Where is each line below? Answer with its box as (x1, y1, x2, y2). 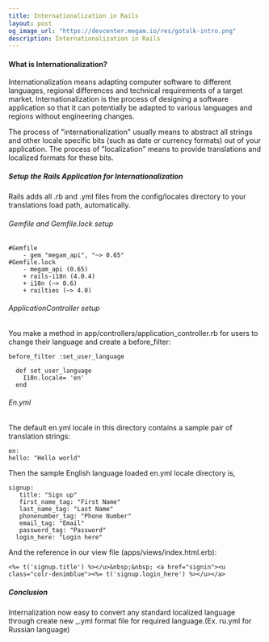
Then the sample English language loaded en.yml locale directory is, (8, 468, 236, 478)
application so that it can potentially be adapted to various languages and (8, 103, 253, 113)
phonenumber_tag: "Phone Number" (19, 512, 132, 521)
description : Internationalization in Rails (8, 34, 161, 43)
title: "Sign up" (19, 491, 78, 499)
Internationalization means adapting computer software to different (8, 78, 232, 87)
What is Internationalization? (8, 59, 107, 69)
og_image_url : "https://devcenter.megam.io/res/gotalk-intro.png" (8, 27, 237, 35)
